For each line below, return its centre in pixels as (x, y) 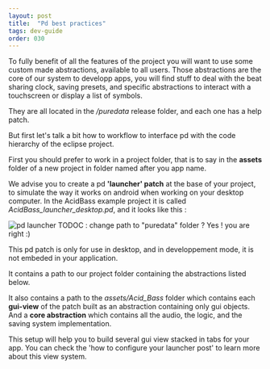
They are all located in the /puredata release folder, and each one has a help (135, 111)
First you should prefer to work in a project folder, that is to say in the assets (135, 160)
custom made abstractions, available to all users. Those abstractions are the (135, 70)
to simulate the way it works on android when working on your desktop (126, 193)
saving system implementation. (60, 324)
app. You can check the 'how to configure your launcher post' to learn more (134, 348)
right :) (19, 234)
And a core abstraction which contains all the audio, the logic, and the (125, 315)
